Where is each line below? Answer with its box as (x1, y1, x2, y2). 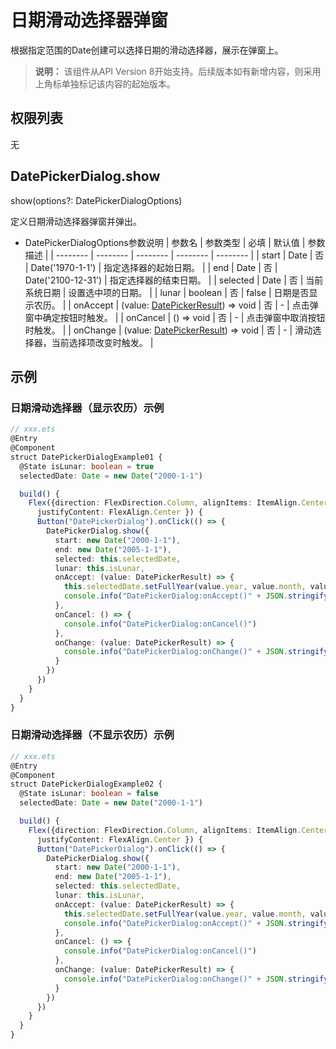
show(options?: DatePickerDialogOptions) (10, 194, 183, 206)
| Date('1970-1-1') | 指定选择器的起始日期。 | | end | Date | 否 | (24, 261, 278, 273)
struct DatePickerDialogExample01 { (10, 452, 163, 462)
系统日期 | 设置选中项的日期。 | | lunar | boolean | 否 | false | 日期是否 (24, 286, 310, 298)
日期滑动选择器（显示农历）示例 (10, 401, 165, 415)
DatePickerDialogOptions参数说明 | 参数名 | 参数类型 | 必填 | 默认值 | (24, 236, 306, 248)
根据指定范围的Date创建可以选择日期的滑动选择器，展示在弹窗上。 (10, 44, 284, 56)
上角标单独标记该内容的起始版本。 (34, 77, 176, 90)
